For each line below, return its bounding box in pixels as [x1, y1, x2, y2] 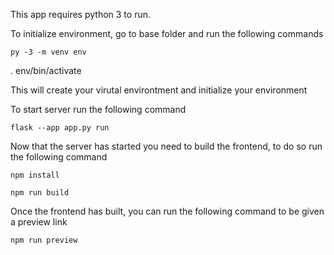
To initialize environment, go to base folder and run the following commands [10, 28, 324, 39]
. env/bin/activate [10, 65, 82, 76]
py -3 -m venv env [10, 47, 87, 57]
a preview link [10, 216, 68, 228]
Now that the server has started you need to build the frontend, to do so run [10, 140, 323, 152]
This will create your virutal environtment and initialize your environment [10, 84, 308, 96]
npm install [10, 170, 60, 180]
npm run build [10, 188, 70, 198]
